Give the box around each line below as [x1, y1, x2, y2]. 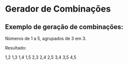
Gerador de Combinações [5, 3, 111, 15]
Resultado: [5, 45, 27, 50]
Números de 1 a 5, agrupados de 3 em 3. [5, 35, 87, 41]
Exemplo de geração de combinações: [5, 23, 124, 31]
